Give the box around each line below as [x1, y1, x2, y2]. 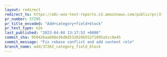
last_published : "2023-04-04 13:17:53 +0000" [4, 30, 101, 35]
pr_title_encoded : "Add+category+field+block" [4, 21, 103, 26]
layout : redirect [4, 7, 41, 12]
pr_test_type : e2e [4, 26, 43, 31]
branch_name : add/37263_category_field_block [4, 44, 101, 49]
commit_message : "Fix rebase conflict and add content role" [4, 40, 135, 45]
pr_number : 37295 [4, 16, 41, 21]
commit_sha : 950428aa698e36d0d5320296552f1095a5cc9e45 [4, 35, 121, 40]
